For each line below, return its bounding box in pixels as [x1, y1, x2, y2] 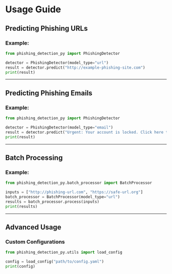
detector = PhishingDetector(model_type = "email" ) [5, 124, 114, 130]
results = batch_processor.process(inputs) [5, 199, 100, 204]
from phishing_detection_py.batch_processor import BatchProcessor [5, 180, 153, 185]
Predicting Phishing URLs [5, 24, 88, 33]
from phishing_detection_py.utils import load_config [5, 250, 123, 255]
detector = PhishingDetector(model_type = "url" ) [5, 60, 109, 65]
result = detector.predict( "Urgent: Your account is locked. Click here [5, 130, 164, 135]
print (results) [5, 204, 38, 209]
